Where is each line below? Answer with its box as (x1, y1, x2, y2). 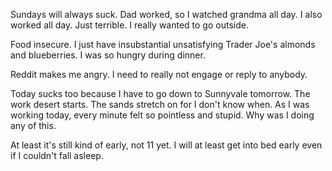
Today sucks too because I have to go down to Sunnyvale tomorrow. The (10, 88, 311, 99)
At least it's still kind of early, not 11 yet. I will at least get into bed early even (10, 139, 323, 151)
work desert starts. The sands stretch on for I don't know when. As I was (10, 99, 310, 110)
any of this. (10, 120, 57, 131)
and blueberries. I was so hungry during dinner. (10, 49, 206, 61)
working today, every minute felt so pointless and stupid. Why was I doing (10, 109, 315, 121)
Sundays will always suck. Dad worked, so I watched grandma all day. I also (10, 9, 323, 20)
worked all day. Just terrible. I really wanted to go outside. (10, 19, 249, 31)
